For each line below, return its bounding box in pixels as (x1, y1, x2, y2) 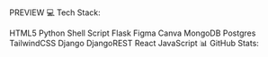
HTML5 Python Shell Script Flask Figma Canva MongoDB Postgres (9, 28, 256, 38)
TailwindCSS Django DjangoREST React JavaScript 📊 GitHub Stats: (9, 38, 259, 48)
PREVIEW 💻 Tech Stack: (9, 7, 101, 18)
